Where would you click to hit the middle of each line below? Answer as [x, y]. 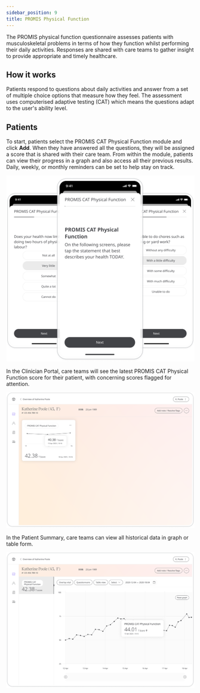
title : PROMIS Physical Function [48, 19]
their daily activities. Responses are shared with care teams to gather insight [100, 49]
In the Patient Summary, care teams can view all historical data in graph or [98, 537]
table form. [20, 544]
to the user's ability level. [37, 109]
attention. [18, 384]
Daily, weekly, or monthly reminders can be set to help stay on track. [90, 167]
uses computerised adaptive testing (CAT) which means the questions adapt [100, 102]
